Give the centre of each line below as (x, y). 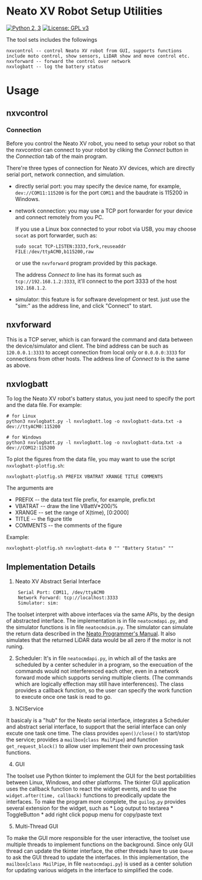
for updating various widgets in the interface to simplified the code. (90, 870)
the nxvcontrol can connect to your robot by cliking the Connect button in (97, 150)
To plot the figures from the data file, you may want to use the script (91, 459)
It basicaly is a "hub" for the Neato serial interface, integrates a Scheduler (98, 720)
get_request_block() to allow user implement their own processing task (95, 746)
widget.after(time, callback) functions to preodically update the (88, 795)
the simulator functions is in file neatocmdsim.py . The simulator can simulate (100, 627)
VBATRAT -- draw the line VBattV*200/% (66, 506)
